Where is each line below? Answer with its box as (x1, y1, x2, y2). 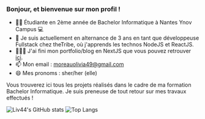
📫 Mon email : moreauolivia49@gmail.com (15, 60, 124, 68)
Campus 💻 (15, 26, 44, 33)
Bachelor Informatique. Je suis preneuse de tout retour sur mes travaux (6, 88, 187, 95)
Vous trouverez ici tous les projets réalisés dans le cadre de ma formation (6, 81, 192, 88)
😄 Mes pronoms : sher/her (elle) (15, 70, 98, 77)
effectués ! (6, 94, 34, 102)
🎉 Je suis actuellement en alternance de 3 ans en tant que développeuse (15, 34, 199, 41)
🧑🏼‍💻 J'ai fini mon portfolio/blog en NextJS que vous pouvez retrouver (15, 48, 192, 55)
